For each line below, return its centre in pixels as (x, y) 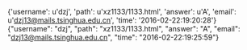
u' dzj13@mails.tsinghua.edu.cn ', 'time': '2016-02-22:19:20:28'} (112, 20)
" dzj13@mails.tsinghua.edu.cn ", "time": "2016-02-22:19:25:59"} (113, 37)
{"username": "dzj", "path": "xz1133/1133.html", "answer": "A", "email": (124, 29)
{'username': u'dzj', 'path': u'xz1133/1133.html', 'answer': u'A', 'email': (122, 12)
